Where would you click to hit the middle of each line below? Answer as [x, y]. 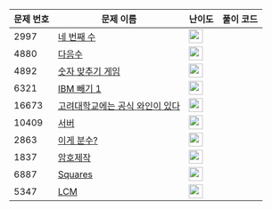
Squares [75, 174]
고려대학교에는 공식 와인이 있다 [119, 106]
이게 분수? [78, 140]
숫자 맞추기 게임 [89, 71]
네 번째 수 [77, 36]
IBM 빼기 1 [79, 88]
